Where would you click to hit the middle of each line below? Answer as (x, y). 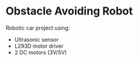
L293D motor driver (39, 46)
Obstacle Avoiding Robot (69, 11)
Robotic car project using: (38, 28)
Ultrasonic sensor (36, 39)
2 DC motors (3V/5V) (40, 52)
